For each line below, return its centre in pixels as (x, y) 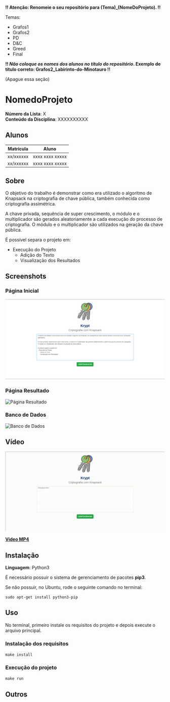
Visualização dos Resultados (50, 260)
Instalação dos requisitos (37, 643)
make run (14, 679)
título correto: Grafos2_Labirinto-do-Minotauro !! (58, 69)
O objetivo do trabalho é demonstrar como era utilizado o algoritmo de (79, 193)
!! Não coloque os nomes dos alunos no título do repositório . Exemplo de (83, 64)
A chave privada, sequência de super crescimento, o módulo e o (73, 214)
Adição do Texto (37, 255)
